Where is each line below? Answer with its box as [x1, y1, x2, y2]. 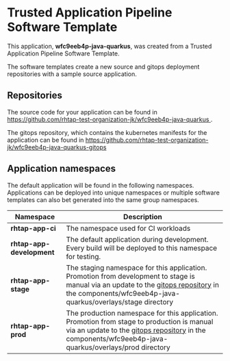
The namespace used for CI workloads [66, 223, 191, 233]
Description [123, 212, 163, 221]
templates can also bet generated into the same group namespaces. [7, 195, 200, 203]
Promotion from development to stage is [66, 271, 195, 281]
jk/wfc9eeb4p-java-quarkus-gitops [7, 142, 107, 151]
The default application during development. [66, 234, 209, 244]
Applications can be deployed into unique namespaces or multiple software [7, 188, 220, 197]
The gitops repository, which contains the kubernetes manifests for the [7, 128, 207, 136]
